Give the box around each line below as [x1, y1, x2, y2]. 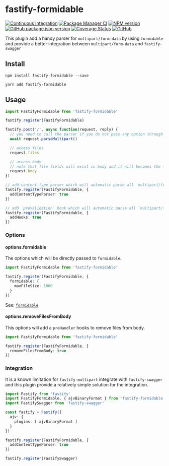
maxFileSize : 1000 [14, 283, 53, 288]
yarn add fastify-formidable [5, 82, 66, 87]
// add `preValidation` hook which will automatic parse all [5, 206, 136, 211]
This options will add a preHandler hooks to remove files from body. [5, 324, 145, 330]
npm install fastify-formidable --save [5, 73, 89, 78]
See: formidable [5, 302, 39, 308]
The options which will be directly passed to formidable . [5, 255, 122, 261]
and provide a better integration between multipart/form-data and [5, 40, 143, 46]
